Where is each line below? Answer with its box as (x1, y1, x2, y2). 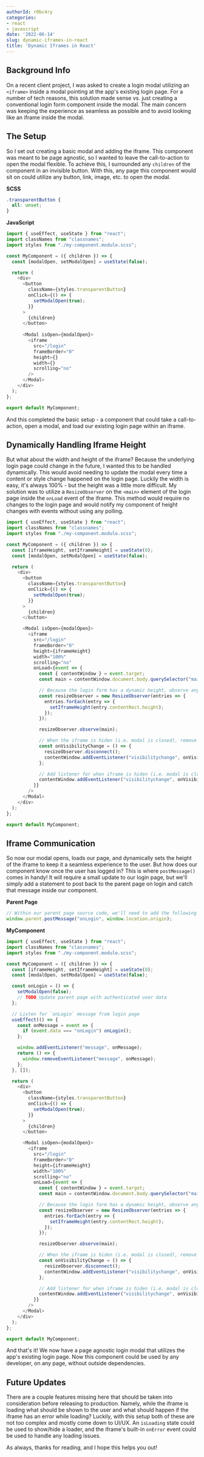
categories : (6, 15, 36, 21)
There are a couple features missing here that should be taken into (6, 1393, 173, 1401)
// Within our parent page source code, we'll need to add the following (6, 910, 197, 916)
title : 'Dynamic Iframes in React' (6, 43, 97, 49)
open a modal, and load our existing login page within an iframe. (24, 422, 185, 429)
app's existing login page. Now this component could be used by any (6, 1353, 179, 1360)
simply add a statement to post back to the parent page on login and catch (6, 880, 193, 887)
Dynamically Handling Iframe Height (6, 440, 147, 450)
